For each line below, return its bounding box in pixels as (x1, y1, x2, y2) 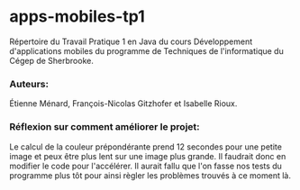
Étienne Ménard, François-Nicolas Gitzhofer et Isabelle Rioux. (9, 98, 238, 109)
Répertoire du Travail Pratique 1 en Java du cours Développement (9, 36, 253, 47)
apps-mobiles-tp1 (9, 6, 146, 27)
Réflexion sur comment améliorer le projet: (9, 121, 200, 133)
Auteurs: (9, 77, 50, 90)
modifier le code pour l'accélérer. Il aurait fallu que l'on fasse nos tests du (9, 160, 282, 171)
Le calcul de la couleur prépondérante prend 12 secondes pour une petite (9, 141, 282, 152)
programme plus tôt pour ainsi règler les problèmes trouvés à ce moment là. (9, 169, 291, 181)
